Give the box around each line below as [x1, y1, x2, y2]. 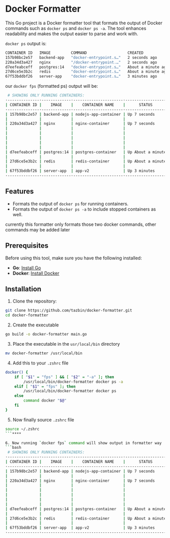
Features [5, 187, 34, 196]
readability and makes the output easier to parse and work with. [5, 30, 138, 37]
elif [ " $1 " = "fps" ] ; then [14, 384, 76, 389]
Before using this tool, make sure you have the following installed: [5, 255, 142, 261]
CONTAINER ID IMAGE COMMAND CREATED [5, 50, 144, 55]
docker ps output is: [5, 40, 47, 46]
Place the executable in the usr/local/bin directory [12, 341, 120, 347]
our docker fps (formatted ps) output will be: [5, 83, 98, 89]
